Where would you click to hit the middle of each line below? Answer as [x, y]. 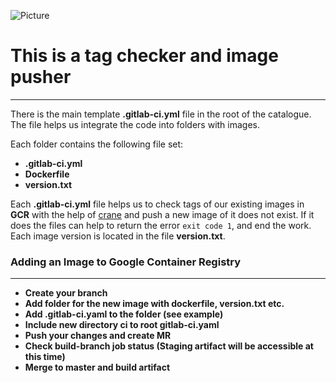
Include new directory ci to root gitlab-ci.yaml [122, 325]
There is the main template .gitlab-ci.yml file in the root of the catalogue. [161, 114]
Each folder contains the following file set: [97, 144]
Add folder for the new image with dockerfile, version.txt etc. [154, 304]
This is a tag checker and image [144, 56]
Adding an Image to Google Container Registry [126, 262]
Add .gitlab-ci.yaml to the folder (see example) [124, 314]
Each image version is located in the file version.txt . [118, 236]
